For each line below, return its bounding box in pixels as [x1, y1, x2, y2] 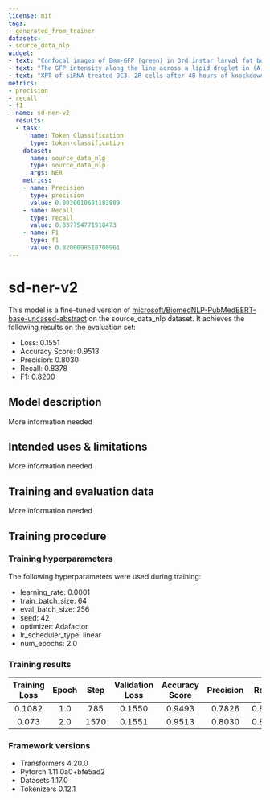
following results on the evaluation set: [8, 322, 137, 332]
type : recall [29, 214, 74, 222]
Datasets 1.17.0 [19, 776, 68, 786]
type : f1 [29, 237, 59, 245]
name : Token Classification [29, 131, 125, 139]
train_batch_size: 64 [19, 596, 87, 605]
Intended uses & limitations [8, 439, 148, 453]
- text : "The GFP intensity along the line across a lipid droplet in [8, 64, 250, 72]
